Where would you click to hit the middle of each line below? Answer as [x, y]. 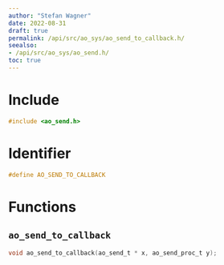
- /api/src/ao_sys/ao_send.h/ [59, 53]
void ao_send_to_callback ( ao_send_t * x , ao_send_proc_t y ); [113, 253]
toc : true [25, 61]
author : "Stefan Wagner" [50, 16]
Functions [42, 207]
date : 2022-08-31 [37, 23]
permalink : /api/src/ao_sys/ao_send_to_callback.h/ [96, 38]
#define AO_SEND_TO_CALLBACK [57, 175]
